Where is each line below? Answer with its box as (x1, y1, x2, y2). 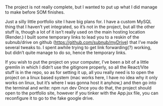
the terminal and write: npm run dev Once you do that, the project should (5, 85, 152, 90)
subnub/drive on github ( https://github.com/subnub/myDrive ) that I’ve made (5, 39, 159, 45)
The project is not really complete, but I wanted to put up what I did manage (5, 4, 158, 10)
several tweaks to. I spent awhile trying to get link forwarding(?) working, (5, 45, 152, 50)
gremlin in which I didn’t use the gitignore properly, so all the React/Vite (5, 64, 149, 70)
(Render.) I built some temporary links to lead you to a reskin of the (5, 34, 140, 40)
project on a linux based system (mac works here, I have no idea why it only (5, 75, 158, 80)
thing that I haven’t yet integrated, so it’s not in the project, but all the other (5, 24, 155, 30)
